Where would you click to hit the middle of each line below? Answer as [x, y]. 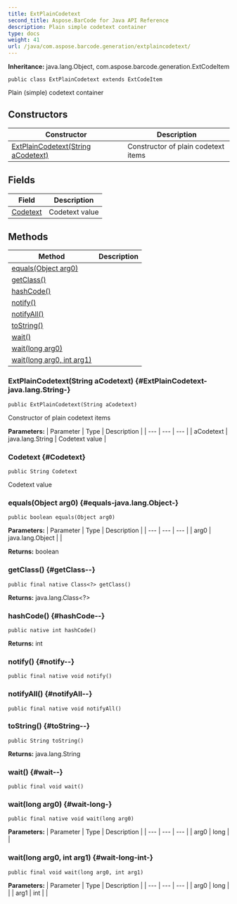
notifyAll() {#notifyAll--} [50, 694]
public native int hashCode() [52, 630]
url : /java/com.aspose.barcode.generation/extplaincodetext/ [100, 46]
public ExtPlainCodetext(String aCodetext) [73, 404]
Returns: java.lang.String [44, 753]
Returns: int [25, 643]
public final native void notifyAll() [65, 708]
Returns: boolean [33, 552]
